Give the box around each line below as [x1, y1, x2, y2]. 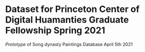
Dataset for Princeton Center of [5, 3, 140, 15]
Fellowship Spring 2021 [5, 25, 106, 36]
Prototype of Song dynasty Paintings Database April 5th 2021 [5, 41, 133, 47]
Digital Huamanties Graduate [5, 14, 129, 25]
